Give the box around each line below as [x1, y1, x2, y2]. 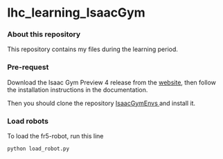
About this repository [7, 30, 81, 39]
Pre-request [7, 62, 49, 72]
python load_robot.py [7, 145, 70, 153]
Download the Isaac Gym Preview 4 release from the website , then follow [7, 78, 217, 86]
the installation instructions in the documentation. [7, 85, 148, 94]
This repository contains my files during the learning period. [7, 45, 179, 53]
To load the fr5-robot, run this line [7, 132, 104, 140]
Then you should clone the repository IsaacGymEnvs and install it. [7, 99, 196, 107]
